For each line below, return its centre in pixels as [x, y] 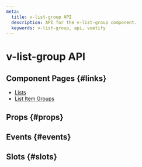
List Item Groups [34, 99]
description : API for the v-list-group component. [74, 22]
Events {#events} [39, 137]
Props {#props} [35, 117]
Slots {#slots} [32, 157]
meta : [13, 11]
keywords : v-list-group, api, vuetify [59, 28]
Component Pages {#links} [56, 78]
